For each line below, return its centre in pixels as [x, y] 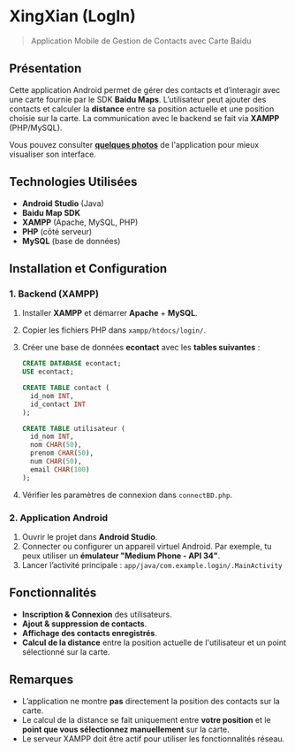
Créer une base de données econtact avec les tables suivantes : [141, 348]
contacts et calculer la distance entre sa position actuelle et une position [142, 109]
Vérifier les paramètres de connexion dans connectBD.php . [127, 495]
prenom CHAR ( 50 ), [62, 453]
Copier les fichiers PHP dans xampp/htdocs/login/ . [113, 330]
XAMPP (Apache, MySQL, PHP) [80, 222]
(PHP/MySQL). [36, 127]
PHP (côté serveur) [57, 231]
